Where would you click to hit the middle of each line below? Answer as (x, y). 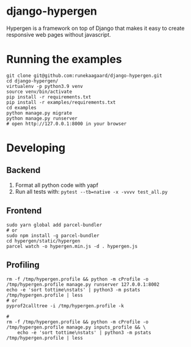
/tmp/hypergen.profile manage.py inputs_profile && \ (76, 327)
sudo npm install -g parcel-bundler (53, 236)
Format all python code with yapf (57, 185)
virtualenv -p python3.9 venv (45, 86)
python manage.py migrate (39, 113)
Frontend (24, 211)
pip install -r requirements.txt (49, 97)
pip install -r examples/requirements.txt (61, 102)
